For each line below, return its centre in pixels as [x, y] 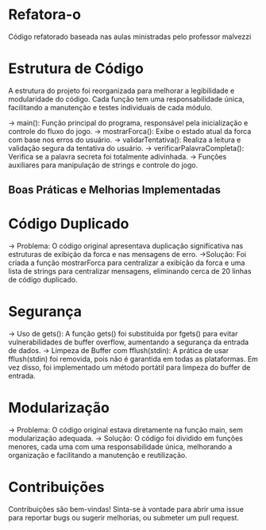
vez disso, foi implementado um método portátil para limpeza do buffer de [129, 367]
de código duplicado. [43, 280]
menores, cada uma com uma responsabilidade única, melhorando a [120, 447]
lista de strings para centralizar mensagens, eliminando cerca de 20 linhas [130, 271]
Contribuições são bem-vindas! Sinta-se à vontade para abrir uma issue [126, 509]
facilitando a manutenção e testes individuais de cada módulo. [110, 107]
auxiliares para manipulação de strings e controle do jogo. [103, 165]
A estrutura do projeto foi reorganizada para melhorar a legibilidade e [121, 90]
